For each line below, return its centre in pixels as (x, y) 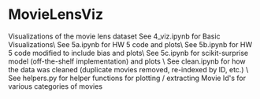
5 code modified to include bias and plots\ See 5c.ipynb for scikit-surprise (128, 53)
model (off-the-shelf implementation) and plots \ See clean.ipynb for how (127, 61)
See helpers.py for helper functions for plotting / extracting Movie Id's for (127, 78)
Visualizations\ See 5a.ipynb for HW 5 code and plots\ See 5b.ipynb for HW (130, 44)
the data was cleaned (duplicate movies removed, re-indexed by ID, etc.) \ (128, 69)
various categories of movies (56, 86)
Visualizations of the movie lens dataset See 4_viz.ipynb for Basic (114, 36)
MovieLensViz (56, 15)
